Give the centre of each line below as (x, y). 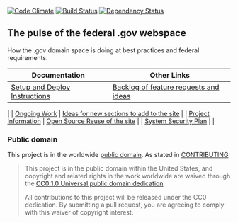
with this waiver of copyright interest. (79, 212)
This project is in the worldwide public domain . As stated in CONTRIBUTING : (119, 155)
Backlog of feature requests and (166, 87)
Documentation (58, 75)
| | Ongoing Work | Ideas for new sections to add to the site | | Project (109, 113)
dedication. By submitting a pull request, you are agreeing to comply (124, 205)
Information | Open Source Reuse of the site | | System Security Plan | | (111, 121)
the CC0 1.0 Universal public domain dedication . (95, 183)
